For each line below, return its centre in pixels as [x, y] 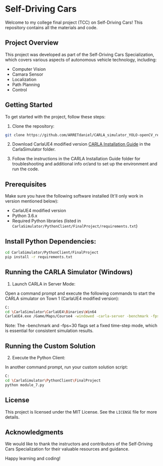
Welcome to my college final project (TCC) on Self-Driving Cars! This [74, 22]
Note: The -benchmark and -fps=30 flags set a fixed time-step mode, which [81, 326]
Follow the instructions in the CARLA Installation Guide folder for [76, 159]
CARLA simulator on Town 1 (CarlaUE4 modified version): [62, 298]
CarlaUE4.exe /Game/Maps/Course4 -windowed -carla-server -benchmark [77, 316]
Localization [24, 79]
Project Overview [32, 43]
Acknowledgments [34, 432]
